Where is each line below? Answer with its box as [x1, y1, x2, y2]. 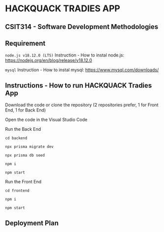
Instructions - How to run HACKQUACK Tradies [5, 81, 152, 89]
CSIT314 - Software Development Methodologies [5, 23, 159, 31]
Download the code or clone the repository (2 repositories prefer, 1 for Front [5, 102, 159, 108]
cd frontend [5, 188, 29, 193]
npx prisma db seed [5, 153, 45, 158]
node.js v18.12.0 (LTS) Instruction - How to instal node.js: [5, 52, 124, 58]
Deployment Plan [5, 219, 59, 227]
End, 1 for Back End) [5, 107, 46, 113]
